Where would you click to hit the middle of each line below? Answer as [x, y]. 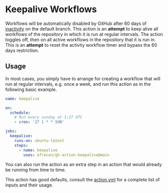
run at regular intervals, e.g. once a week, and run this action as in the [78, 84]
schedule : [20, 113]
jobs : [11, 131]
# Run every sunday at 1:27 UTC [48, 117]
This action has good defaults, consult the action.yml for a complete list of [83, 180]
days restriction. [22, 50]
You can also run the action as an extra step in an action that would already [83, 165]
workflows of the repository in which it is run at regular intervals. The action [84, 34]
